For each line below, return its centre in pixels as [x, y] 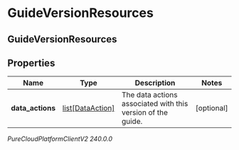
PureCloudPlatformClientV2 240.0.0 [60, 139]
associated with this [155, 104]
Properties [31, 63]
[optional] [212, 108]
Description [155, 83]
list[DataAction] [89, 108]
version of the [145, 112]
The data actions [149, 95]
